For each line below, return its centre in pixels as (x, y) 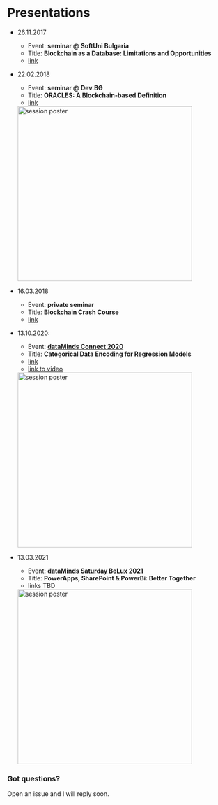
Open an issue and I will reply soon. (58, 794)
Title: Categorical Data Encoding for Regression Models (109, 354)
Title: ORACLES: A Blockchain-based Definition (97, 95)
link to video (45, 369)
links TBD (41, 585)
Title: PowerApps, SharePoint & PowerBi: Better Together (112, 578)
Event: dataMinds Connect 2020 (76, 346)
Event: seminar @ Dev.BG (65, 87)
